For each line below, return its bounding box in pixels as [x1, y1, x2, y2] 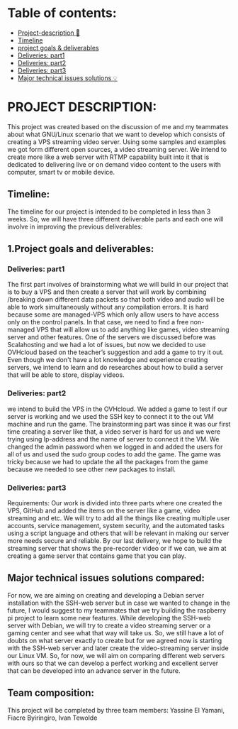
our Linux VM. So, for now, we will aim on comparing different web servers [7, 651, 225, 659]
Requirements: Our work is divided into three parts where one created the [7, 498, 222, 507]
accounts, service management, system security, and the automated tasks [7, 521, 225, 530]
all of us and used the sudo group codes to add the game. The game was [7, 449, 221, 459]
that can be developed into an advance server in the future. [7, 666, 181, 675]
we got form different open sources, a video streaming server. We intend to [7, 145, 227, 153]
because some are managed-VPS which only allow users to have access [7, 310, 220, 319]
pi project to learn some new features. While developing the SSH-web [7, 613, 211, 622]
